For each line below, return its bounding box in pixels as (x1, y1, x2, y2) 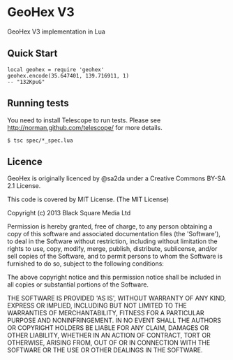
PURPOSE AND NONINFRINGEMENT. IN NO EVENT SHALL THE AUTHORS (7, 316, 222, 325)
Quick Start (7, 48, 58, 59)
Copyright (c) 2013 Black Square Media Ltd (7, 209, 131, 217)
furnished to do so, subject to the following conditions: (7, 259, 164, 268)
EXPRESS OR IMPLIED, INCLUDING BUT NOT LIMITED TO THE (7, 301, 187, 310)
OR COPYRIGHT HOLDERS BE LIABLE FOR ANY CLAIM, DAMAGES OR (7, 324, 209, 332)
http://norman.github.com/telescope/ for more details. (7, 123, 163, 131)
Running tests (7, 97, 70, 109)
